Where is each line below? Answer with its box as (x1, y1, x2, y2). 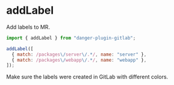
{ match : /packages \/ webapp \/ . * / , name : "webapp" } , (11, 57, 147, 63)
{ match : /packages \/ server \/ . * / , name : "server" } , (11, 51, 147, 57)
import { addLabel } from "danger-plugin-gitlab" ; (6, 35, 136, 41)
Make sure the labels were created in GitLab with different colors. (6, 73, 169, 81)
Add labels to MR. (6, 23, 50, 31)
